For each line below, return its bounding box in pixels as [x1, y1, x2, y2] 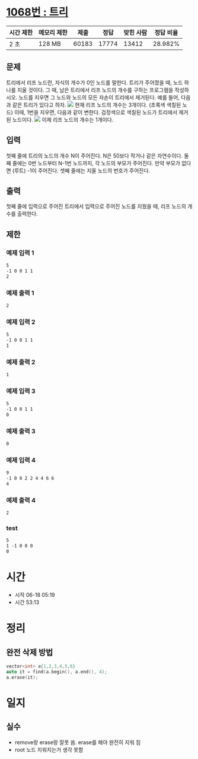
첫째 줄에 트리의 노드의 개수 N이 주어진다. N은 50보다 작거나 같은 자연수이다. [6, 152, 183, 159]
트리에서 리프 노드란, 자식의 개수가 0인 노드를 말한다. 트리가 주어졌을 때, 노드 [6, 78, 183, 86]
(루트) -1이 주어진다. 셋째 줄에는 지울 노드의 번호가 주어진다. [12, 167, 150, 174]
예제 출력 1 [6, 289, 34, 297]
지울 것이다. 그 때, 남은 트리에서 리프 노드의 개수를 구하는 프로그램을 [17, 86, 174, 93]
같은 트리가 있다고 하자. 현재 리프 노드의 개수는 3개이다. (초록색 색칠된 [12, 101, 181, 108]
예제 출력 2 [6, 358, 36, 366]
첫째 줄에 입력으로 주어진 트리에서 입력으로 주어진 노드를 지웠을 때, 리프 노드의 [6, 203, 187, 210]
